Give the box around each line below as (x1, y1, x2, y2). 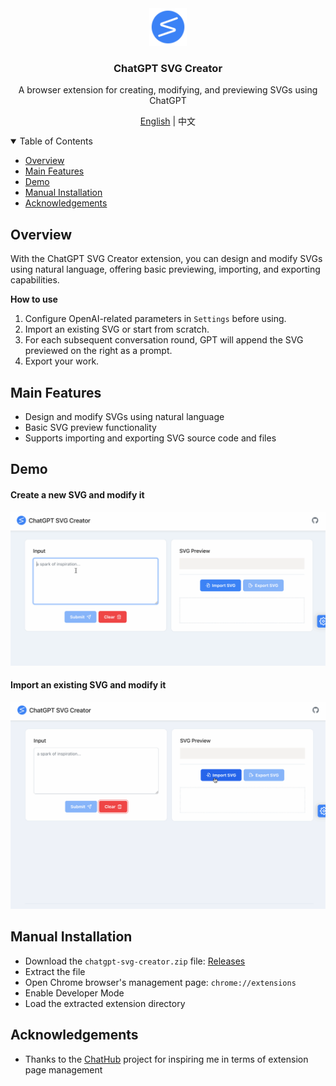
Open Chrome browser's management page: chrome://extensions (24, 976, 297, 988)
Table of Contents (19, 135, 93, 147)
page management (24, 1063, 103, 1076)
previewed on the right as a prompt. (24, 345, 173, 357)
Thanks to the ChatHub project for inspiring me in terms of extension (24, 1053, 309, 1065)
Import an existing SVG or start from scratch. (24, 323, 210, 336)
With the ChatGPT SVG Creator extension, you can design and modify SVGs (10, 253, 323, 265)
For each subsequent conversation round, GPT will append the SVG (24, 334, 304, 346)
